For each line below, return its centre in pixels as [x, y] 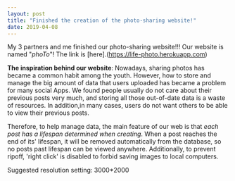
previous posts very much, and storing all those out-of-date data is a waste [116, 98]
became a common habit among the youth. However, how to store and [109, 75]
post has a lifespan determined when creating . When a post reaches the [112, 134]
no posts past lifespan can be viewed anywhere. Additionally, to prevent [112, 149]
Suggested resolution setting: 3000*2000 [68, 170]
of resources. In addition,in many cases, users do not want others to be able [118, 106]
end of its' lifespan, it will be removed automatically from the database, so [114, 142]
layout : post [26, 14]
